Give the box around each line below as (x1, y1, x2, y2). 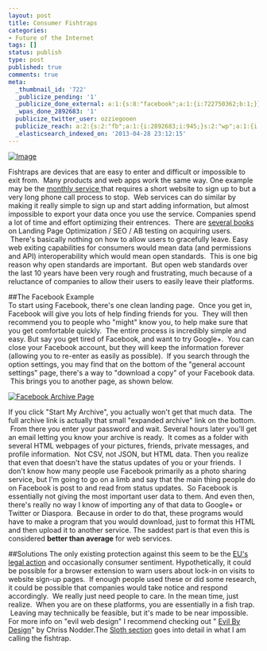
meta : (8, 78, 26, 86)
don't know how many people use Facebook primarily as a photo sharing (8, 466, 246, 476)
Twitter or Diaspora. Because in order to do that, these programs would (8, 508, 244, 518)
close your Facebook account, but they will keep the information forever (8, 342, 244, 352)
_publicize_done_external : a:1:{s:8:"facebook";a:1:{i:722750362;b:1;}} (15, 100, 261, 108)
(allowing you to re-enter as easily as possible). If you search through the (8, 351, 250, 360)
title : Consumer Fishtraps (8, 19, 98, 27)
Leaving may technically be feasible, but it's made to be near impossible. (10, 608, 249, 618)
